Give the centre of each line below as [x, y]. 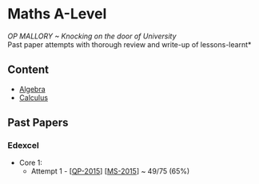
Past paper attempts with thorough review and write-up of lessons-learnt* [129, 44]
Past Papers [38, 123]
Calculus [34, 98]
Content [28, 70]
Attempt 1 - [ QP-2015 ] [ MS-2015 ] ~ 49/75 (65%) [110, 171]
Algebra [32, 89]
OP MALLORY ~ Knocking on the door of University [92, 36]
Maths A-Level [57, 14]
